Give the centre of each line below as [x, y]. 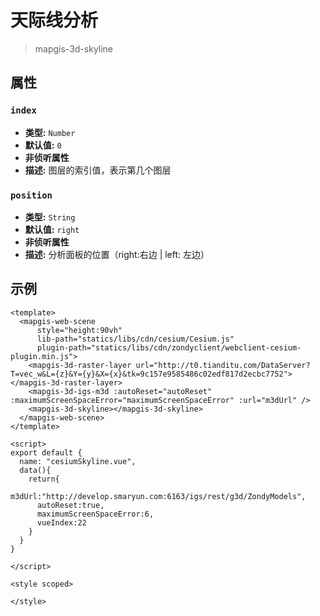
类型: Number [50, 132]
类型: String [50, 217]
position [31, 195]
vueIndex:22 [61, 522]
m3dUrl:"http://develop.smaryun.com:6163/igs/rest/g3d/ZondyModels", [158, 496]
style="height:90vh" [79, 330]
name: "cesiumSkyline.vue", [78, 461]
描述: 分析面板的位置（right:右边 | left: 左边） [117, 254]
